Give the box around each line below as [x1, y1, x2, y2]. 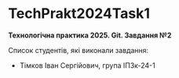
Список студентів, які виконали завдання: [8, 45, 149, 55]
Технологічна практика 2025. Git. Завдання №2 [8, 30, 172, 40]
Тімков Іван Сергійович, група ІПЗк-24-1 [19, 60, 155, 70]
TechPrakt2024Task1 [8, 5, 151, 23]
